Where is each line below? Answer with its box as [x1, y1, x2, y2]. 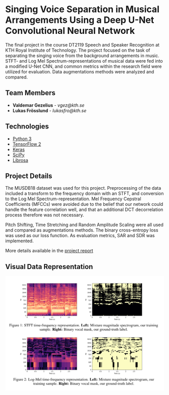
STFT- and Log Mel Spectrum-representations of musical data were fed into [5, 58, 163, 64]
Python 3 [12, 136, 32, 142]
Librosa [12, 157, 29, 163]
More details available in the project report [5, 248, 93, 254]
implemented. [5, 238, 34, 244]
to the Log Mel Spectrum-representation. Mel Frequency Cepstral [5, 196, 141, 202]
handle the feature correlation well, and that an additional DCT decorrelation [5, 206, 163, 213]
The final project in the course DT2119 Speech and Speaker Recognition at [5, 41, 160, 48]
